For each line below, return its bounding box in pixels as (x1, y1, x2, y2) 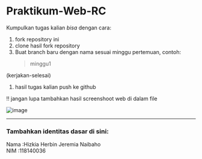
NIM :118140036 (6, 147, 46, 154)
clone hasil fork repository (14, 42, 80, 49)
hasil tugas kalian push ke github (14, 83, 96, 91)
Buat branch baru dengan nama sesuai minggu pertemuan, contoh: (14, 48, 182, 55)
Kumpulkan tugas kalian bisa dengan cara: (6, 24, 112, 31)
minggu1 (29, 60, 51, 67)
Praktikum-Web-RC (6, 4, 106, 18)
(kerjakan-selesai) (6, 71, 51, 79)
